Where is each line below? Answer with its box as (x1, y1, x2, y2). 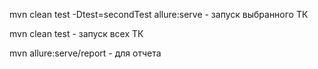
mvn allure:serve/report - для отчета (9, 47, 162, 59)
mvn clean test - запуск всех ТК (9, 28, 144, 39)
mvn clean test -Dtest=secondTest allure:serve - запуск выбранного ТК (9, 9, 309, 20)
